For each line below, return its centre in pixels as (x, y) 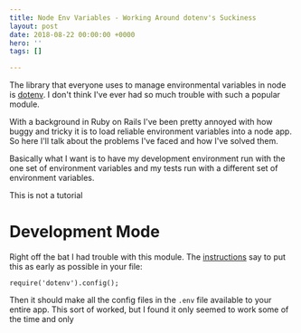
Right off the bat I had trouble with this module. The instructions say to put (148, 257)
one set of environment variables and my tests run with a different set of (144, 168)
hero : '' (26, 43)
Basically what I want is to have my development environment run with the (147, 158)
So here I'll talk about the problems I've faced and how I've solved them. (144, 141)
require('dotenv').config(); (64, 283)
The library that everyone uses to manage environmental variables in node (148, 85)
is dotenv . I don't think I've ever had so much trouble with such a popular (145, 95)
